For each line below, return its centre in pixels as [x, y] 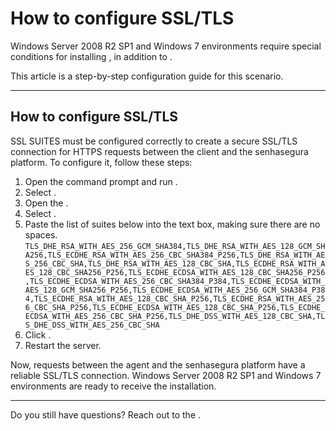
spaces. [41, 234]
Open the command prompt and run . [101, 181]
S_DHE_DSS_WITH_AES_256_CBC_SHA [92, 325]
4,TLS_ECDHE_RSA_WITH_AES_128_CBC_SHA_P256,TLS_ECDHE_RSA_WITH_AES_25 [175, 298]
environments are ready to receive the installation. [113, 386]
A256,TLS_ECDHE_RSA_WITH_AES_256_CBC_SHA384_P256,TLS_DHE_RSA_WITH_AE [175, 255]
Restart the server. [63, 345]
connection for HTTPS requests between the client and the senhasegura [159, 151]
